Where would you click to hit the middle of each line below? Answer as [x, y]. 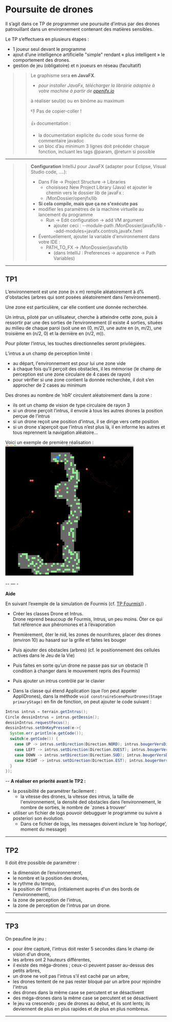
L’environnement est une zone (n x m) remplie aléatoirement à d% [75, 291]
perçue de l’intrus [31, 416]
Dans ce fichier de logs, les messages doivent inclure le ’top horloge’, [93, 824]
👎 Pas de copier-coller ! [56, 111]
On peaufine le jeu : [26, 939]
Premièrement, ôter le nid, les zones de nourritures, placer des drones [87, 634]
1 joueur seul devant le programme [49, 49]
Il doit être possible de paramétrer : [42, 863]
